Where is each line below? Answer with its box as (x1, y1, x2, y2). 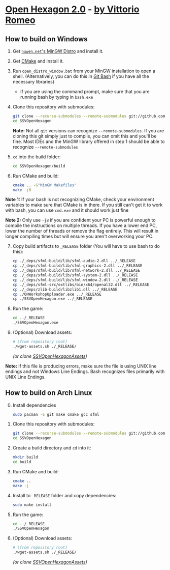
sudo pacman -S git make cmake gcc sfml (12, 412, 99, 417)
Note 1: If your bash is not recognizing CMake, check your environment (5, 196, 154, 203)
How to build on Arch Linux (5, 388, 92, 397)
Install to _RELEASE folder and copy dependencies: (12, 492, 117, 498)
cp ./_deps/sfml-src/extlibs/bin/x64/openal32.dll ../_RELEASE (12, 282, 150, 287)
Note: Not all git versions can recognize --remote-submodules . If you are (12, 127, 164, 133)
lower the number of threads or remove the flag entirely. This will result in (5, 228, 159, 234)
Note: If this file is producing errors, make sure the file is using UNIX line (5, 363, 157, 369)
